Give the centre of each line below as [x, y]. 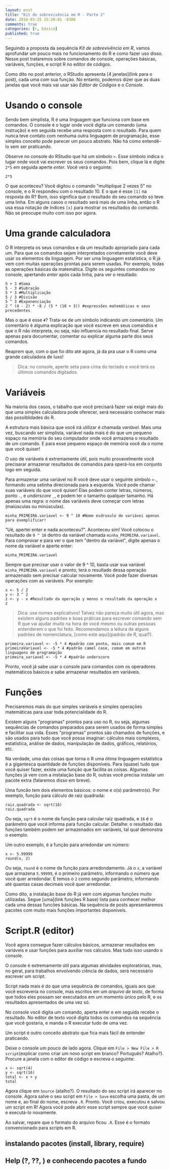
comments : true [21, 24]
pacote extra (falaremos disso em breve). [48, 780]
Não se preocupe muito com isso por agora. [51, 213]
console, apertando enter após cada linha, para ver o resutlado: [72, 274]
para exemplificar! [26, 520]
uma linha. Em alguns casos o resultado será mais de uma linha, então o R [82, 202]
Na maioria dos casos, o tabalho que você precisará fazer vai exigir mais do [84, 407]
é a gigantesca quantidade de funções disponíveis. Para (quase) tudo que [82, 764]
